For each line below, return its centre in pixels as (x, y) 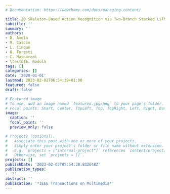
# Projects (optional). (30, 136)
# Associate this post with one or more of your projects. (71, 141)
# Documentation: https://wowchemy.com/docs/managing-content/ (73, 10)
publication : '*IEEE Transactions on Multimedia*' (60, 183)
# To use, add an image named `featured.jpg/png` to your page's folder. (85, 104)
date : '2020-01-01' (26, 76)
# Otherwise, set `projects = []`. (45, 155)
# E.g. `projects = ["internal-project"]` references (65, 150)
